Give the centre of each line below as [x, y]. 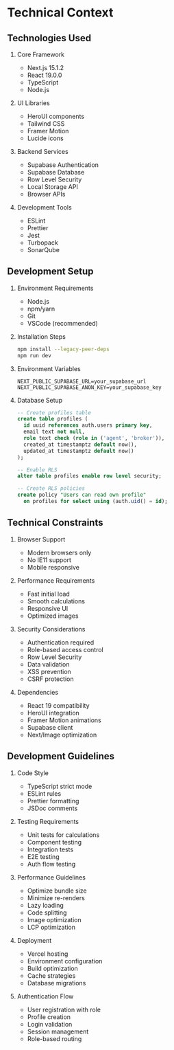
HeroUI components [55, 116]
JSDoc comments [52, 808]
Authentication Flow [45, 996]
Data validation [48, 664]
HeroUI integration [53, 713]
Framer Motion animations [64, 720]
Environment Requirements [55, 288]
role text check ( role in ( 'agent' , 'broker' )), [94, 438]
